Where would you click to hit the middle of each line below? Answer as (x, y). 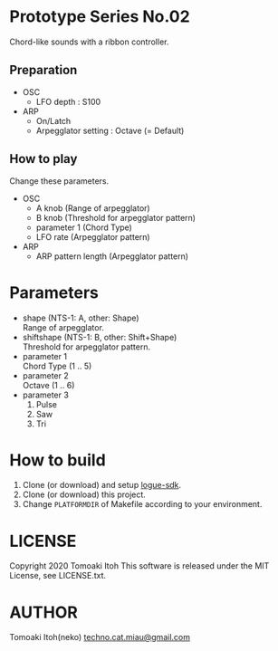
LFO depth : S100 (68, 101)
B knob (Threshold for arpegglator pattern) (116, 217)
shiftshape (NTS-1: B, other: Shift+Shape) (100, 337)
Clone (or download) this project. (84, 494)
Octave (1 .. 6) (48, 385)
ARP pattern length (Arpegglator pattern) (112, 256)
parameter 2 (46, 375)
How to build (58, 460)
